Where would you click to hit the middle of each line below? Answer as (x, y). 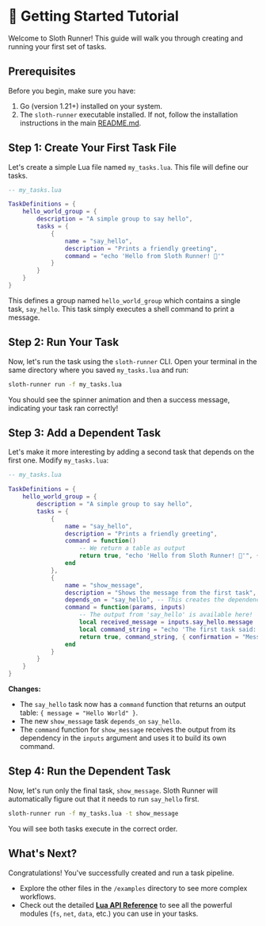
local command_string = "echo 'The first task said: (168, 629)
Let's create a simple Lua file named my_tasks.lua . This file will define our (129, 167)
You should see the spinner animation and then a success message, (119, 399)
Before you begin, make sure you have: (72, 90)
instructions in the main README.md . (80, 123)
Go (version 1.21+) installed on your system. (91, 106)
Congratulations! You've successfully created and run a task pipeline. (122, 873)
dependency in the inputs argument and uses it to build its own (123, 738)
